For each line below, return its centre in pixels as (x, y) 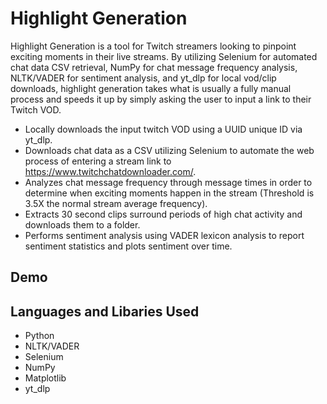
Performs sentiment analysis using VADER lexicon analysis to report (164, 235)
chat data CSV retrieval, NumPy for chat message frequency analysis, (154, 67)
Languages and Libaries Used (105, 311)
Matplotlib (45, 378)
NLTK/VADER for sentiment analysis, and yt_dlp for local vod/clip (143, 78)
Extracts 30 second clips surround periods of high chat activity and (163, 214)
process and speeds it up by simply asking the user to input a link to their (161, 99)
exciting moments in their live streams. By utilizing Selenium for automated (164, 56)
